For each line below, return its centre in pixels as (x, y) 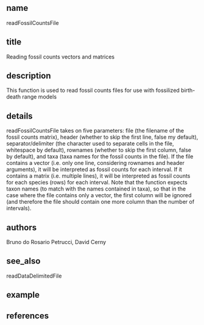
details (19, 116)
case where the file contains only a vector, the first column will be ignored (99, 195)
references (28, 316)
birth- (188, 90)
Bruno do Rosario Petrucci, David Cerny (56, 242)
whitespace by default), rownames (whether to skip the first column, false (99, 150)
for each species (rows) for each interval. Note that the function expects (97, 183)
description (29, 76)
